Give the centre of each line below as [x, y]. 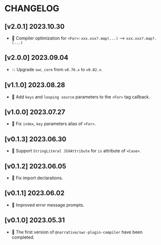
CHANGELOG [32, 9]
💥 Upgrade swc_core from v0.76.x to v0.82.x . [57, 69]
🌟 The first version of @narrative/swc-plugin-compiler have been [77, 232]
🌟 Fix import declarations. [37, 178]
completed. [23, 237]
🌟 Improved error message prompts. [48, 205]
